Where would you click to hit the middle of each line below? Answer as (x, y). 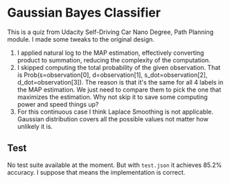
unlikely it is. (35, 126)
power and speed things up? (58, 104)
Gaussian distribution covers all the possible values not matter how (113, 119)
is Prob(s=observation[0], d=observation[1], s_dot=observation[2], (112, 75)
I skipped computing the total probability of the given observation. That (119, 67)
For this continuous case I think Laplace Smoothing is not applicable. (115, 112)
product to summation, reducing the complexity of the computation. (114, 60)
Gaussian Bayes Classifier (84, 13)
